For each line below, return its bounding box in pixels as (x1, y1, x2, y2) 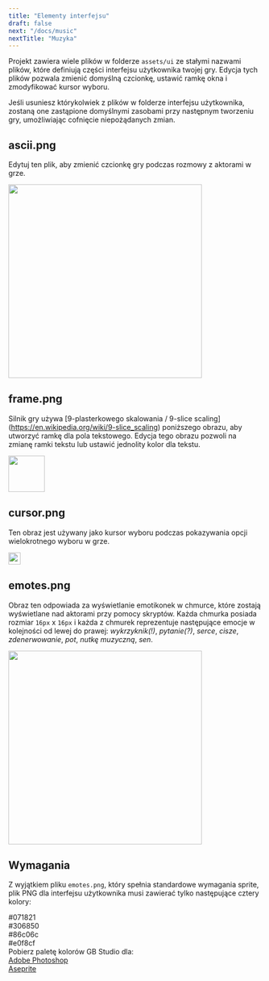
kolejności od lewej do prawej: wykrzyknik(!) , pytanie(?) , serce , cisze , (8, 626, 239, 636)
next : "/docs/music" (8, 27, 78, 35)
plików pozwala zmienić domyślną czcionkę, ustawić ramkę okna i (8, 73, 228, 83)
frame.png (8, 392, 63, 406)
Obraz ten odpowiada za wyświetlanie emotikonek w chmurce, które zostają (8, 600, 262, 610)
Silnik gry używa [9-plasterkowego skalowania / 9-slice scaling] (8, 413, 221, 424)
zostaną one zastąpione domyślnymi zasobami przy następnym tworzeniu (8, 106, 255, 116)
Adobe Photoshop (8, 955, 68, 965)
